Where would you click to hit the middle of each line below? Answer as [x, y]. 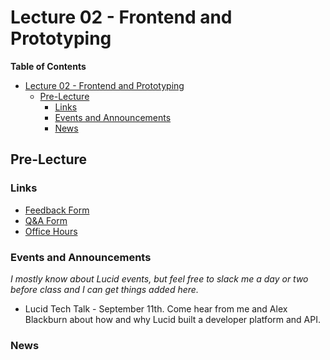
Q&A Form [46, 220]
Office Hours [51, 231]
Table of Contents [48, 66]
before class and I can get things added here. [104, 289]
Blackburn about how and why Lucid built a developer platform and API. [173, 319]
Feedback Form [57, 210]
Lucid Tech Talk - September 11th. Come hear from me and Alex [156, 308]
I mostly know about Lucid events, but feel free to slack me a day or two [159, 278]
